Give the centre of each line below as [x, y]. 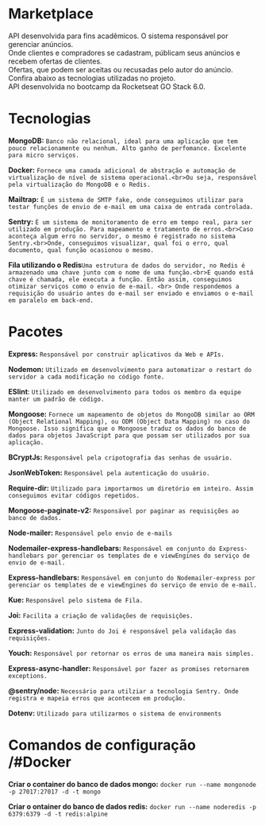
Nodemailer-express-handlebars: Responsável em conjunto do [112, 548]
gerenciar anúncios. [41, 44]
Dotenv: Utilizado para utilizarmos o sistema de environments [115, 713]
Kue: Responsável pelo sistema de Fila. [76, 599]
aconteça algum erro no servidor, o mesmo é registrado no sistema [122, 236]
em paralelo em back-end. [51, 300]
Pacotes [36, 332]
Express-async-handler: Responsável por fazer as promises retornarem [129, 668]
